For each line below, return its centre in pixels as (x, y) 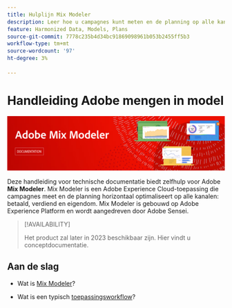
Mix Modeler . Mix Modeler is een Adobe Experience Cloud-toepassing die (113, 189)
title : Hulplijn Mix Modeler (49, 15)
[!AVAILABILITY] (47, 224)
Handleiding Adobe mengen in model (116, 100)
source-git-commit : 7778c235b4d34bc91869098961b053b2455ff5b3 (98, 37)
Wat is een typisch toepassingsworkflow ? (76, 296)
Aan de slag (33, 267)
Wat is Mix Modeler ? (46, 283)
